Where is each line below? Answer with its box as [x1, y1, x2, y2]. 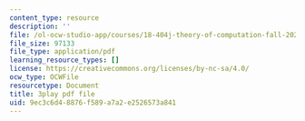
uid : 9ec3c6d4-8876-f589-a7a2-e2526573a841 [9, 97, 177, 107]
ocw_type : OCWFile [9, 73, 79, 82]
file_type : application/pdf [9, 47, 116, 56]
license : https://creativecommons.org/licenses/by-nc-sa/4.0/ [9, 65, 250, 74]
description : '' [9, 22, 71, 31]
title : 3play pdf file [9, 89, 95, 98]
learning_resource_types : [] [9, 55, 120, 65]
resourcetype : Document [9, 81, 100, 90]
